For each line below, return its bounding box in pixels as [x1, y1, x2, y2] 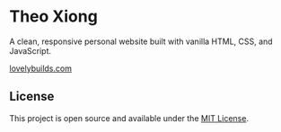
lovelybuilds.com [9, 63, 72, 74]
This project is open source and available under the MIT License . [9, 112, 250, 123]
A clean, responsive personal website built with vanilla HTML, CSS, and [9, 36, 273, 47]
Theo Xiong [9, 6, 99, 27]
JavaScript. [9, 45, 52, 56]
